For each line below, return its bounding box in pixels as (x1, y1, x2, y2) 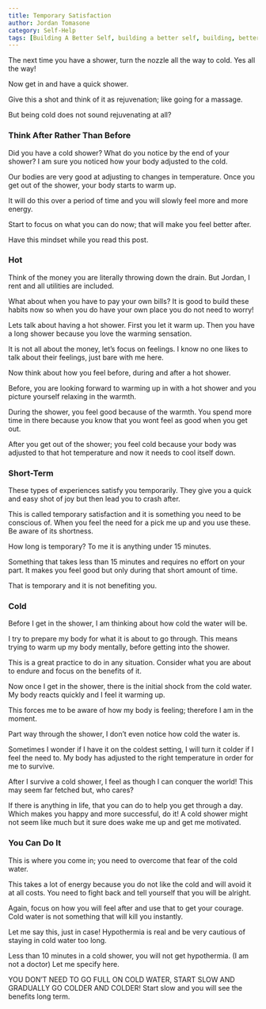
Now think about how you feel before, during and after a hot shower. (8, 368, 231, 377)
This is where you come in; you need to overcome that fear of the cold (8, 855, 237, 865)
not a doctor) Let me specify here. (8, 959, 120, 969)
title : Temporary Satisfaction (8, 11, 112, 20)
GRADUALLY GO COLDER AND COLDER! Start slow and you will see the (8, 983, 243, 992)
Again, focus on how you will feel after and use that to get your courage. (8, 903, 244, 913)
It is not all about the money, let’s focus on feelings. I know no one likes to (8, 344, 249, 353)
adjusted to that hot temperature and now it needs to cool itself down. (8, 448, 236, 457)
